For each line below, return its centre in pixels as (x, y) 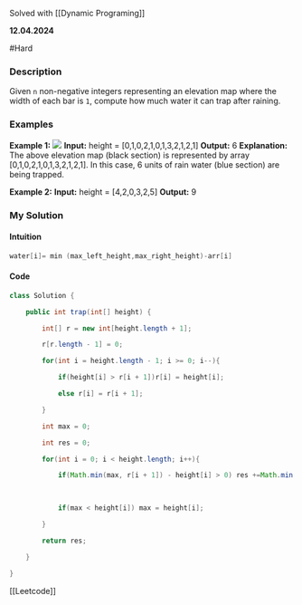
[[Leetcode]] (33, 591)
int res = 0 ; (66, 443)
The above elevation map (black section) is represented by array (130, 155)
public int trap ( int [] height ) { (89, 312)
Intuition (26, 237)
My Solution (37, 215)
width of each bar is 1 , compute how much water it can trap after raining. (145, 101)
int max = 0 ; (66, 426)
